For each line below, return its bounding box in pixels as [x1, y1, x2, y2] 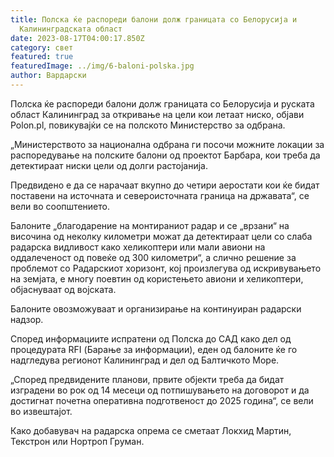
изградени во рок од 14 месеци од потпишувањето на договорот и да [10, 384, 310, 396]
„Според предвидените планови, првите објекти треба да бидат [10, 373, 285, 385]
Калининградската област [19, 24, 123, 34]
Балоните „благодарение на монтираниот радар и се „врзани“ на [10, 219, 290, 231]
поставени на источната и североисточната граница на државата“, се [10, 189, 310, 201]
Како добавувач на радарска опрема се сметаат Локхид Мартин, [10, 424, 292, 436]
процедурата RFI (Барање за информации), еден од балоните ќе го [10, 343, 298, 355]
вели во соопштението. [10, 200, 110, 212]
